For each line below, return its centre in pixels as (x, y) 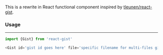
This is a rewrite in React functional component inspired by (64, 7)
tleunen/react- (138, 7)
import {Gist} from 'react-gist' (39, 39)
